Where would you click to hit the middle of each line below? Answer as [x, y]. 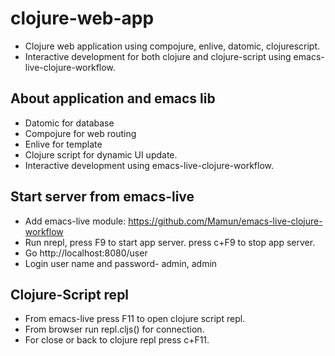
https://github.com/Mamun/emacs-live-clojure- [225, 221]
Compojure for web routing [80, 133]
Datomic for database [69, 123]
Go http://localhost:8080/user [86, 253]
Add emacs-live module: [75, 221]
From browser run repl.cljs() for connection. [114, 329]
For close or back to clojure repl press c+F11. [117, 340]
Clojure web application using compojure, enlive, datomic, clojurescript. [172, 46]
